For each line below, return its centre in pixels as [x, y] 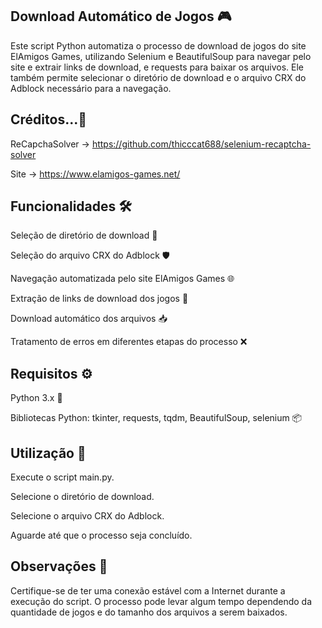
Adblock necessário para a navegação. [91, 88]
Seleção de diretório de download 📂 [84, 235]
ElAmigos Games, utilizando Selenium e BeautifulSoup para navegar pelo [161, 56]
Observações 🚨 [59, 566]
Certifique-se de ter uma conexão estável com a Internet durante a [148, 590]
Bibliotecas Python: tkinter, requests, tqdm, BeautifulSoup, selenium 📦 [156, 418]
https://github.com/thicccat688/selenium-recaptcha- [201, 144]
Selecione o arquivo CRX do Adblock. [87, 516]
